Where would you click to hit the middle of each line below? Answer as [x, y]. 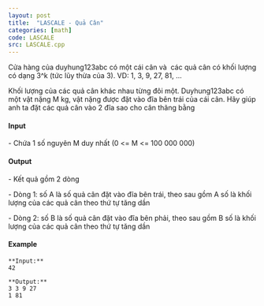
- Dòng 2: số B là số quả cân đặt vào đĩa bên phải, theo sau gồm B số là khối [132, 218]
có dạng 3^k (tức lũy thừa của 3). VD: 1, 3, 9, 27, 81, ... [95, 76]
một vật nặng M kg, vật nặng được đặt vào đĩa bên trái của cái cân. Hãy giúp [132, 99]
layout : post [30, 15]
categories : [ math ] [40, 30]
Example [23, 244]
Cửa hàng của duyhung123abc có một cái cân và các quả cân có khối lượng [132, 67]
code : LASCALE [32, 37]
